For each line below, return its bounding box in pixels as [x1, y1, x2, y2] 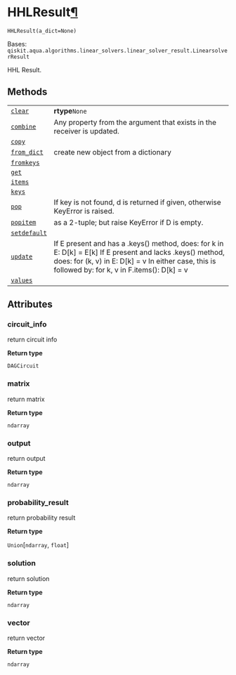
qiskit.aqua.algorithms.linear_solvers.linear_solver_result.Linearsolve [7, 47, 228, 54]
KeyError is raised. [53, 206, 114, 216]
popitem [11, 218, 37, 226]
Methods [7, 86, 48, 98]
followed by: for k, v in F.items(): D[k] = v [53, 265, 188, 275]
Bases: [7, 39, 27, 48]
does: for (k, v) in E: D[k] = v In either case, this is [53, 256, 216, 266]
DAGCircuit [7, 362, 39, 369]
